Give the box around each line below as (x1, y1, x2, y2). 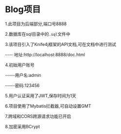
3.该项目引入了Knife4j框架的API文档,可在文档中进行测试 (5, 41, 117, 47)
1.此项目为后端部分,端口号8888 (5, 21, 67, 27)
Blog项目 (5, 4, 41, 15)
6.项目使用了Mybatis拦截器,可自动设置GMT (5, 103, 91, 109)
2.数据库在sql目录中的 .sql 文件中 (5, 31, 70, 37)
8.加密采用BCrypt (5, 123, 40, 129)
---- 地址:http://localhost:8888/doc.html (5, 51, 85, 58)
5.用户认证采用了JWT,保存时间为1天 (5, 92, 77, 99)
